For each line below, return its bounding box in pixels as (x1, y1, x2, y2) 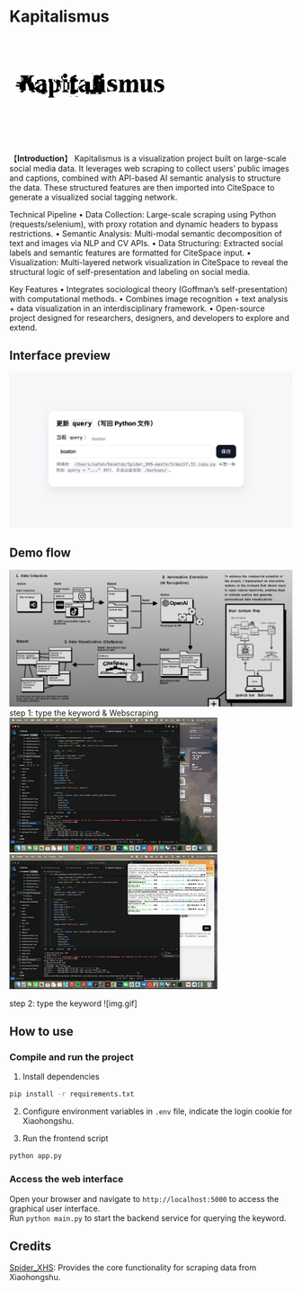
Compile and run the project (9, 1051, 134, 1064)
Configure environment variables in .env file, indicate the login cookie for (22, 1106, 293, 1117)
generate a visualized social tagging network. (9, 191, 178, 202)
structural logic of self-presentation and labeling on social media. (9, 266, 251, 277)
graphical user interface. (9, 1203, 101, 1214)
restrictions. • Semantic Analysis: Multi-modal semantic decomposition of (9, 227, 282, 239)
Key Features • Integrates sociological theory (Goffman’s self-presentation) (9, 283, 289, 294)
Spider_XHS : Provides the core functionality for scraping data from (9, 1262, 257, 1273)
